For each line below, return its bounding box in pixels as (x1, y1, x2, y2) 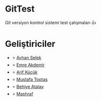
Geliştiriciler (5, 39, 56, 49)
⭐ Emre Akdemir (12, 62, 45, 68)
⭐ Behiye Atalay (12, 84, 44, 89)
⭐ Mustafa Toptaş (12, 76, 48, 82)
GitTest (5, 3, 35, 14)
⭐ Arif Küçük (12, 69, 38, 75)
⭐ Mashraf (12, 91, 34, 97)
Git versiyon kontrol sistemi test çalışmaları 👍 (5, 19, 96, 25)
